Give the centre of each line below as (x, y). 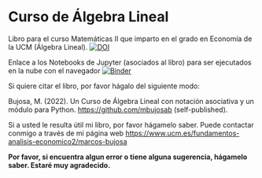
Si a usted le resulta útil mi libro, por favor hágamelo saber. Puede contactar (131, 124)
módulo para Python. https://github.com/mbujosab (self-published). (118, 109)
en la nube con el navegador (54, 70)
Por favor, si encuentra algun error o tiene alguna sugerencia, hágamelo (128, 157)
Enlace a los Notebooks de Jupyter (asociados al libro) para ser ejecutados (130, 62)
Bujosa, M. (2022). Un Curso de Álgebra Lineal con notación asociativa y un (131, 101)
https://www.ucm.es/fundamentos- (183, 133)
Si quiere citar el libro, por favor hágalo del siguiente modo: (104, 86)
